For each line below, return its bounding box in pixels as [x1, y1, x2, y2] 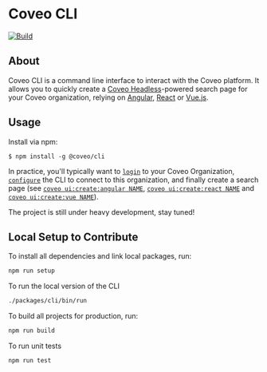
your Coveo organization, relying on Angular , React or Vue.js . [8, 93, 209, 102]
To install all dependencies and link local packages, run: [8, 251, 192, 261]
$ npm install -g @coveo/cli [8, 152, 105, 160]
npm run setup [8, 267, 56, 275]
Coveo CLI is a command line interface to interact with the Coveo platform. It [8, 75, 260, 85]
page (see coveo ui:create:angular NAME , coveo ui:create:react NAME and [8, 183, 255, 192]
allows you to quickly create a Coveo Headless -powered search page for [8, 84, 248, 93]
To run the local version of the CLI [8, 281, 120, 291]
